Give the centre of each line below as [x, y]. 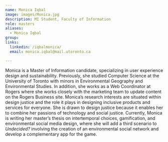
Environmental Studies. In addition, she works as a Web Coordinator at [78, 86]
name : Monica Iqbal [26, 10]
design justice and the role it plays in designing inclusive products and [78, 102]
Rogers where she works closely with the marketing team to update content [83, 91]
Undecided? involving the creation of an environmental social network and [82, 128]
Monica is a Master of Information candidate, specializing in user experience [84, 70]
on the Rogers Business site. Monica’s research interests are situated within [83, 97]
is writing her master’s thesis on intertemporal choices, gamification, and [80, 118]
